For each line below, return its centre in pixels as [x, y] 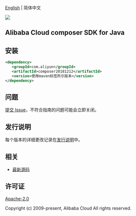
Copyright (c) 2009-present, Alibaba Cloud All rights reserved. [68, 208]
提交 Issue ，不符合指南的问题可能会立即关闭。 [52, 110]
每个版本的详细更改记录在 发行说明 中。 [44, 140]
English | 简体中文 [23, 8]
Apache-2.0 [17, 198]
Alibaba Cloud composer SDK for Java [65, 33]
